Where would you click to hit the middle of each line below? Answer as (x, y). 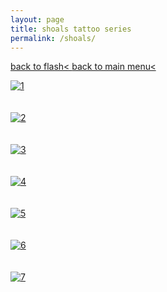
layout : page (37, 19)
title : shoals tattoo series (71, 29)
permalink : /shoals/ (53, 38)
